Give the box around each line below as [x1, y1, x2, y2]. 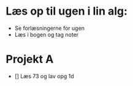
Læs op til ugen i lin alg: [6, 4, 128, 18]
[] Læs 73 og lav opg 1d [14, 72, 74, 80]
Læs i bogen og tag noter [14, 30, 79, 38]
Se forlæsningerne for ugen [14, 24, 85, 32]
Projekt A [6, 52, 54, 66]
